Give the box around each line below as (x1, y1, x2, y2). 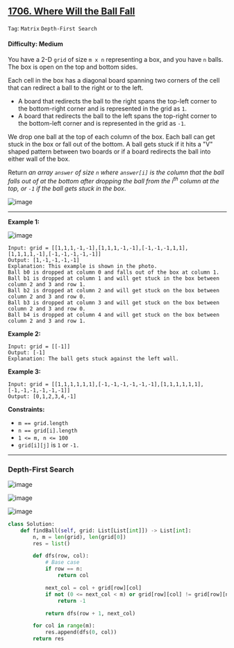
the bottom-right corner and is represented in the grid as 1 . (17, 104, 187, 113)
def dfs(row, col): (33, 552, 90, 560)
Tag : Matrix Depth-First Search (8, 24, 98, 32)
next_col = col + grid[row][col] (44, 584, 142, 591)
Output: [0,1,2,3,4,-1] (8, 392, 77, 400)
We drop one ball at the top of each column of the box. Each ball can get (8, 133, 215, 141)
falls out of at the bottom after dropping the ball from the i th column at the (8, 176, 219, 185)
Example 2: (8, 329, 41, 338)
